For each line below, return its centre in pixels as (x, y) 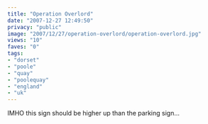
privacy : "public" (34, 27)
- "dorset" (23, 60)
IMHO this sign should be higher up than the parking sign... (93, 113)
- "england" (25, 86)
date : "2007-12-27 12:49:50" (50, 21)
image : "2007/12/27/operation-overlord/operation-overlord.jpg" (104, 34)
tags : (15, 54)
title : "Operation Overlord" (50, 14)
